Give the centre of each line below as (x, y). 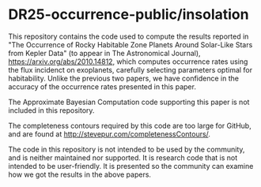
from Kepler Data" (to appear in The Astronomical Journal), (104, 53)
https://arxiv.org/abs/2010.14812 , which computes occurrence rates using (128, 62)
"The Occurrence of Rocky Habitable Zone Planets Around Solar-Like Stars (130, 44)
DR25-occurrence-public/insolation (129, 15)
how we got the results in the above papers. (80, 174)
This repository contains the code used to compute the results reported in (129, 36)
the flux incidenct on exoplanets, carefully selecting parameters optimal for (130, 69)
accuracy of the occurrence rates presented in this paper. (102, 86)
